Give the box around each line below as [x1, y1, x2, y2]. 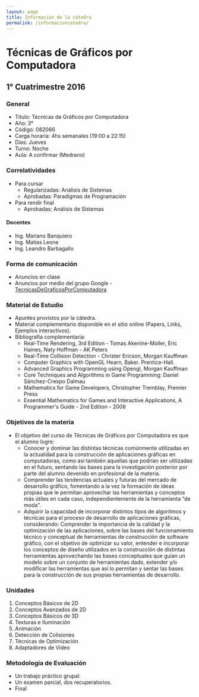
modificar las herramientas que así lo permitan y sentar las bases [23, 565, 184, 572]
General [6, 100, 30, 108]
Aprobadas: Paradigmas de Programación [23, 192, 127, 200]
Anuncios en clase [14, 273, 61, 280]
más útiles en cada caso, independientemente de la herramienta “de [23, 495, 191, 502]
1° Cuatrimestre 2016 [6, 82, 86, 92]
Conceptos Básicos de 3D [14, 612, 79, 619]
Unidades [6, 586, 34, 594]
